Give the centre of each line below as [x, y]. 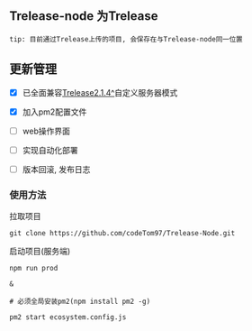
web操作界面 [46, 131]
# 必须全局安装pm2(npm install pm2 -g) [80, 302]
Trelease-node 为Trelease [84, 16]
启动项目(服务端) [40, 252]
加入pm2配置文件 [54, 112]
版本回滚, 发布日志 [56, 169]
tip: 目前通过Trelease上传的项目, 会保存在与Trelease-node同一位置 [126, 39]
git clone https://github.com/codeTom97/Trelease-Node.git [122, 234]
